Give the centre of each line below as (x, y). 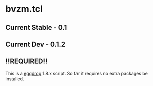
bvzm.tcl (24, 9)
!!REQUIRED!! (26, 62)
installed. (15, 79)
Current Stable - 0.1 (36, 27)
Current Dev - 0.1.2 (35, 44)
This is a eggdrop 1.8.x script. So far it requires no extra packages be (77, 73)
